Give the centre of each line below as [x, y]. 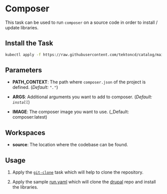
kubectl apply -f [23, 55]
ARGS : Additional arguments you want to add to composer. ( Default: [82, 97]
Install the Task [29, 43]
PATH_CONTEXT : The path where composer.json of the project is [79, 82]
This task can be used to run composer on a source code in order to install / [82, 22]
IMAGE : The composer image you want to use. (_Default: [71, 112]
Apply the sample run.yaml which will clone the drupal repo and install [84, 182]
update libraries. [22, 27]
